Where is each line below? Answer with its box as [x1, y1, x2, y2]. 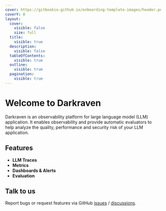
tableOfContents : [9, 53, 45, 58]
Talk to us [5, 187, 36, 195]
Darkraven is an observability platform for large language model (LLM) [5, 114, 148, 120]
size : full [14, 30, 37, 35]
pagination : [9, 72, 35, 77]
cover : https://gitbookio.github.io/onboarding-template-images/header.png [5, 7, 165, 12]
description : [9, 44, 37, 49]
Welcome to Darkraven [5, 97, 101, 109]
